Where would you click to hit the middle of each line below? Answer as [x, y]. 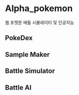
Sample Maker [28, 55]
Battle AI [18, 87]
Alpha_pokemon [39, 8]
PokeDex [19, 38]
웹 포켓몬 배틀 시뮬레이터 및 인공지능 [39, 22]
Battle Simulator [30, 71]
